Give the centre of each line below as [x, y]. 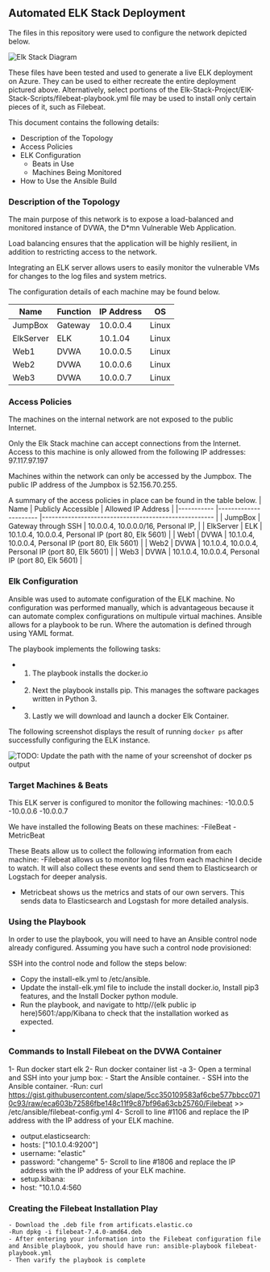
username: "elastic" [53, 1153]
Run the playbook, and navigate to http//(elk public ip [108, 1005]
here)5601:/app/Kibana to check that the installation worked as [124, 1013]
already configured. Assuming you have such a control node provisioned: [130, 948]
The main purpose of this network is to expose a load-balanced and [121, 219]
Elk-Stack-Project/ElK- [217, 89]
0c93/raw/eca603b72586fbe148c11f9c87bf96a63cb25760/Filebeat [120, 1103]
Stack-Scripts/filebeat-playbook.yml [69, 98]
